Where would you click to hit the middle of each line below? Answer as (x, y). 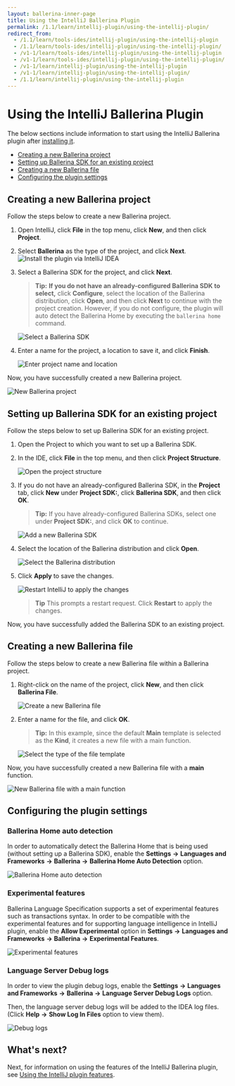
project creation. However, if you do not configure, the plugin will (129, 308)
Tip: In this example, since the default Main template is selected (128, 732)
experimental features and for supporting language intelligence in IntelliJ (113, 923)
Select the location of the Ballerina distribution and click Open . (108, 548)
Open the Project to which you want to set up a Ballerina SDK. (107, 444)
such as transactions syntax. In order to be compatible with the (99, 916)
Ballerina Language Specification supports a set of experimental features (113, 909)
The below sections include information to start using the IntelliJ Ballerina (114, 134)
